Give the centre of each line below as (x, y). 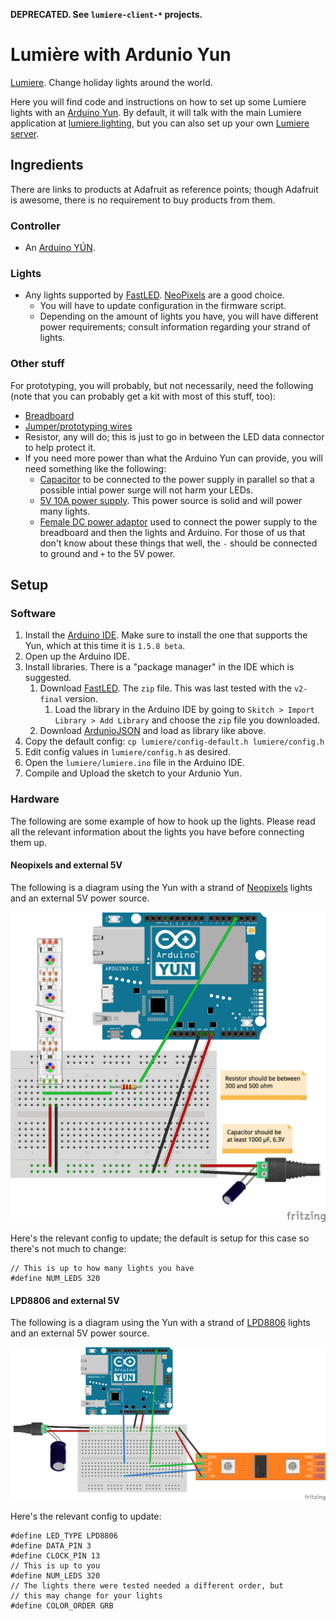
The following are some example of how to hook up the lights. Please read (163, 821)
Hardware (35, 799)
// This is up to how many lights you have (102, 1268)
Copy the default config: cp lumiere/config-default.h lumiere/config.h (174, 741)
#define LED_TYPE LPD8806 (64, 1535)
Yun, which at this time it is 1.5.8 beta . (105, 646)
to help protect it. (60, 447)
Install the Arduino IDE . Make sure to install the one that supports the (166, 635)
